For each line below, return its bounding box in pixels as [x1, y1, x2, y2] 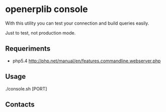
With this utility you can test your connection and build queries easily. [5, 20, 149, 26]
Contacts [5, 100, 35, 108]
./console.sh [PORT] [5, 85, 47, 91]
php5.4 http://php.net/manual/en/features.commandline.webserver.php [12, 58, 161, 64]
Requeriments [5, 44, 51, 53]
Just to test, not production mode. [5, 30, 76, 36]
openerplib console [5, 4, 88, 15]
